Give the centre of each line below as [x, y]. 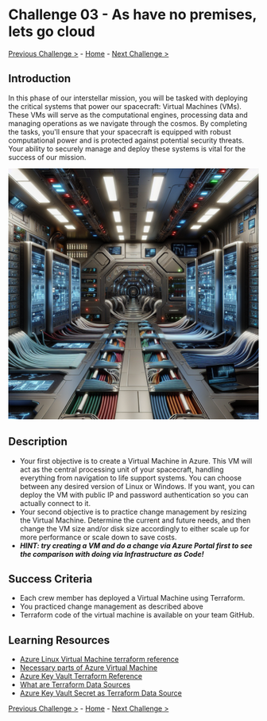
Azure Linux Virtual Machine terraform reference [99, 660]
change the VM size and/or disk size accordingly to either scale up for [135, 528]
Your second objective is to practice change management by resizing [133, 511]
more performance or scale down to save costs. [98, 537]
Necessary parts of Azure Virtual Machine [88, 668]
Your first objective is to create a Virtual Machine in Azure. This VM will [136, 460]
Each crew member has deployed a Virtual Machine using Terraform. [132, 598]
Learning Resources [59, 640]
